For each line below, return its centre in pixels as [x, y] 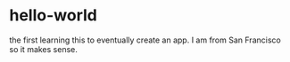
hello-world [54, 15]
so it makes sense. [44, 49]
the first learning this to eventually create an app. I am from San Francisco [145, 40]
